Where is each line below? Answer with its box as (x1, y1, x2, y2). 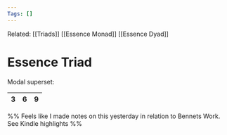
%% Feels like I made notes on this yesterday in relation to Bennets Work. (7, 112, 221, 120)
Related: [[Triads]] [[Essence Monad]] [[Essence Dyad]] (7, 30, 169, 38)
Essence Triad (7, 54, 93, 70)
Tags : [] (7, 10, 33, 18)
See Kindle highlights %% (7, 119, 83, 127)
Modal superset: (7, 77, 55, 86)
